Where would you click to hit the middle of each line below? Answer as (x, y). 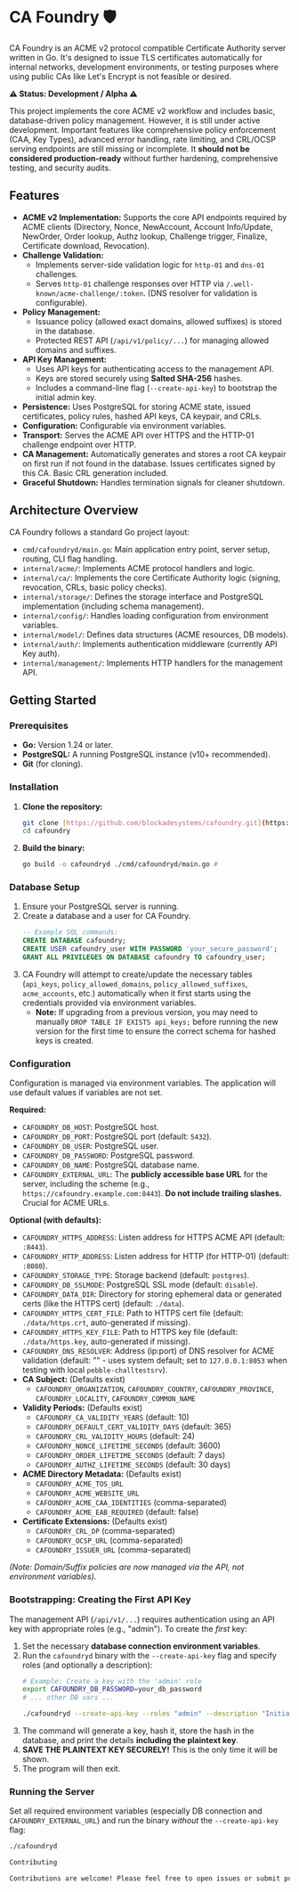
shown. (36, 1759)
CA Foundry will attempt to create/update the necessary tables (137, 974)
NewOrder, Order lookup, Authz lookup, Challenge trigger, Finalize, (145, 236)
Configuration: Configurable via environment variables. (124, 425)
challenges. (57, 274)
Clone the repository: (62, 807)
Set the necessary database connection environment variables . (141, 1646)
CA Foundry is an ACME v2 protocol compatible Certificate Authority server (148, 48)
